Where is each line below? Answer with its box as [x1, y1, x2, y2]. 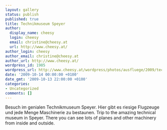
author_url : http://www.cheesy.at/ [5, 58, 79, 63]
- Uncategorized [5, 86, 39, 91]
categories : [5, 81, 30, 86]
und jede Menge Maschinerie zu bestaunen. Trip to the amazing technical [5, 110, 156, 116]
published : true [5, 16, 39, 21]
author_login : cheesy [5, 49, 50, 54]
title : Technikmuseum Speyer [5, 21, 66, 26]
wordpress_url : [5, 68, 37, 73]
